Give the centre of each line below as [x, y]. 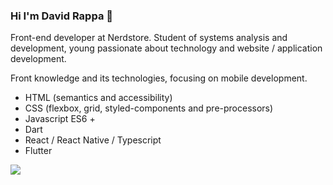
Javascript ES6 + [60, 119]
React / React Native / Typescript [93, 140]
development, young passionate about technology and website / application [166, 48]
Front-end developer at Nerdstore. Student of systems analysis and [149, 38]
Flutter [38, 151]
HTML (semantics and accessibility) [98, 98]
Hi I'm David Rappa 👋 [61, 16]
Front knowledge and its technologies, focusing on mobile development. [159, 78]
